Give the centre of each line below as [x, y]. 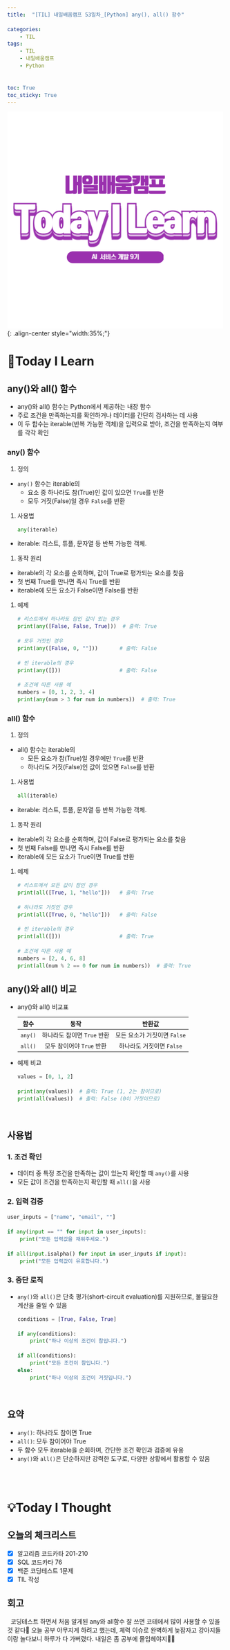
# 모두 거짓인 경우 [40, 641]
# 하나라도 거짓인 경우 [45, 907]
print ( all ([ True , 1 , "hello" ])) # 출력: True [85, 893]
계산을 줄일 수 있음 [42, 1305]
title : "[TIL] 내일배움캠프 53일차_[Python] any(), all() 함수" [96, 15]
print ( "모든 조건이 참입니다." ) [70, 1363]
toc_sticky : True [32, 95]
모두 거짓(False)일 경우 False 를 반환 [76, 501]
